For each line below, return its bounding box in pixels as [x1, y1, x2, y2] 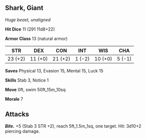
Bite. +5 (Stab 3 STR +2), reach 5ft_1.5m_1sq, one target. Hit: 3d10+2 [5, 123, 142, 129]
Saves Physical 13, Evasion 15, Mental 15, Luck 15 [5, 68, 103, 73]
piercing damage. [5, 128, 40, 134]
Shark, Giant [5, 4, 44, 12]
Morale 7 [5, 96, 23, 102]
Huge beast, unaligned [5, 17, 51, 22]
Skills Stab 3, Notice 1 [5, 77, 49, 83]
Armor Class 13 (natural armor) [5, 35, 68, 41]
